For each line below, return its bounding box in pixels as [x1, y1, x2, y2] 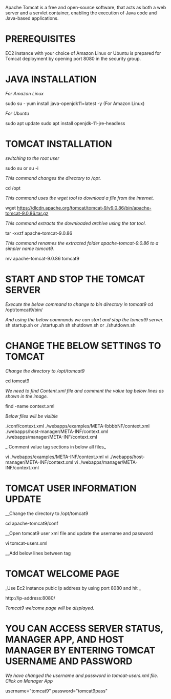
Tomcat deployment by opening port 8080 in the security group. [5, 55, 141, 61]
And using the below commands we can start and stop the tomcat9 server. [5, 316, 164, 322]
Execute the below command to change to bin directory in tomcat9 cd [5, 301, 154, 307]
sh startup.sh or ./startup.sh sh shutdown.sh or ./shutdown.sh [5, 322, 136, 328]
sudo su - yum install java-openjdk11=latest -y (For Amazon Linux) [5, 100, 145, 107]
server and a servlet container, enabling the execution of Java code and [5, 10, 157, 16]
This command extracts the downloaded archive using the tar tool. [5, 220, 146, 226]
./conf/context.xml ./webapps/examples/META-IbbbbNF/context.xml [5, 423, 150, 429]
